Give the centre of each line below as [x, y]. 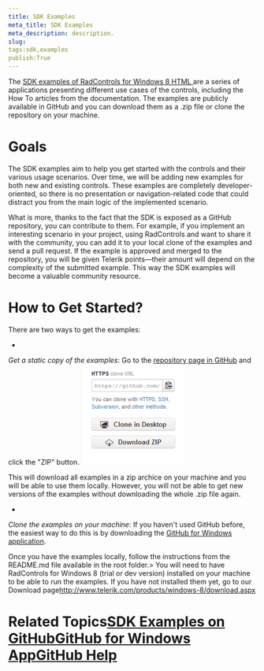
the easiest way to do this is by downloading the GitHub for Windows [120, 532]
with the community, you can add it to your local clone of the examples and [130, 242]
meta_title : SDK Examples [50, 25]
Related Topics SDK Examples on [117, 622]
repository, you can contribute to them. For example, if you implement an [126, 225]
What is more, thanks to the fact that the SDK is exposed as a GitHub [120, 217]
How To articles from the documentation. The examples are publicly [118, 98]
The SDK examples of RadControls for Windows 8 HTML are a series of [124, 82]
